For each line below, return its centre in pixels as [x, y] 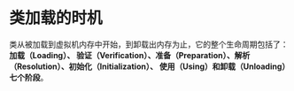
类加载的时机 [56, 18]
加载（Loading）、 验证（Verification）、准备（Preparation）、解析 [130, 55]
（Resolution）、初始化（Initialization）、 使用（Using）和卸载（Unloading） [147, 66]
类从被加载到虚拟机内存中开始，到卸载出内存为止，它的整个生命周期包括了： [149, 44]
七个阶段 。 [29, 77]
